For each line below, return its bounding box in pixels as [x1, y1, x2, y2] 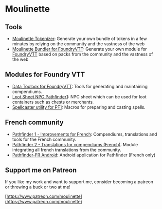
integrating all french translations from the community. [12, 147, 122, 152]
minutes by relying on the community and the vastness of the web [12, 41, 145, 47]
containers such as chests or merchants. [12, 99, 94, 105]
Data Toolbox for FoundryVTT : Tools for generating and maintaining [12, 83, 148, 89]
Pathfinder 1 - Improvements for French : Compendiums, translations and [12, 131, 157, 137]
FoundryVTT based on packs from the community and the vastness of [12, 51, 153, 57]
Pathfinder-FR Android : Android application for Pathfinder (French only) [12, 152, 156, 158]
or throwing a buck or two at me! [5, 184, 71, 190]
